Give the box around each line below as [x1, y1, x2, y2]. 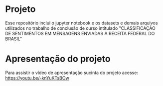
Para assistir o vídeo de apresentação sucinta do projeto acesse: [5, 70, 139, 76]
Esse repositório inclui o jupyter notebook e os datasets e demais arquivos [5, 20, 158, 26]
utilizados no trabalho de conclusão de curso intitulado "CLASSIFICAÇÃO [5, 25, 156, 31]
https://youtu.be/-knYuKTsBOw [5, 75, 70, 81]
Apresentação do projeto [5, 53, 111, 65]
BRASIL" [5, 36, 22, 42]
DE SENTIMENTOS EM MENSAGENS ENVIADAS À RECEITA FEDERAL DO [5, 30, 155, 36]
